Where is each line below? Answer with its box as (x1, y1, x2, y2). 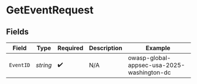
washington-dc (128, 68, 171, 76)
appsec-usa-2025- (128, 61, 185, 69)
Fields (6, 27, 29, 37)
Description (89, 44, 123, 52)
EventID (9, 62, 30, 68)
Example (145, 44, 171, 52)
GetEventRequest (6, 3, 94, 17)
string (36, 61, 52, 69)
